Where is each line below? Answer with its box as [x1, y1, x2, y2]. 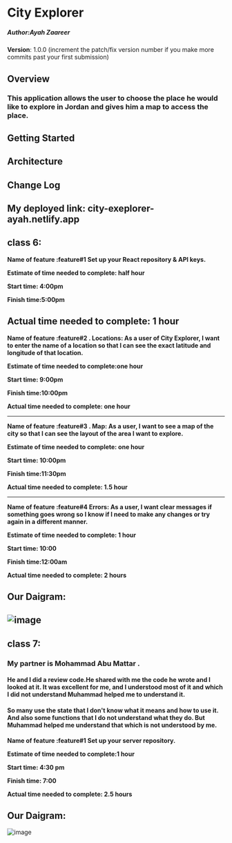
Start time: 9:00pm [7, 375, 64, 383]
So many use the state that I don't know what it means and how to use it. [7, 706, 219, 714]
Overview [7, 73, 50, 84]
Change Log [7, 179, 61, 191]
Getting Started [7, 132, 75, 144]
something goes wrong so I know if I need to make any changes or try [7, 510, 211, 518]
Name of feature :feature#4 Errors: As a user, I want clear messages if [7, 502, 213, 511]
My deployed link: [7, 202, 86, 215]
